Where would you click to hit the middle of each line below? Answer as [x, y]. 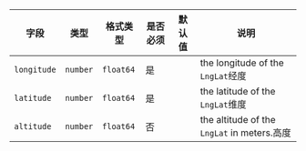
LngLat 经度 [223, 76]
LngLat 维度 [223, 104]
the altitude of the [238, 120]
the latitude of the [238, 91]
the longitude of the [242, 63]
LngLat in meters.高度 [245, 133]
